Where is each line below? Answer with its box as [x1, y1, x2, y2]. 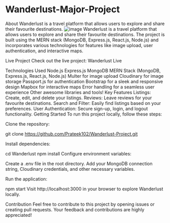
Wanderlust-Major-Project [5, 4, 120, 15]
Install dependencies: [5, 141, 51, 147]
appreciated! [5, 212, 32, 218]
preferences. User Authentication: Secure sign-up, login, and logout [5, 105, 148, 111]
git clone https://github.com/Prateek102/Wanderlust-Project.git [5, 130, 138, 137]
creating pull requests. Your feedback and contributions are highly [5, 206, 144, 213]
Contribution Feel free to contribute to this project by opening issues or [5, 201, 155, 207]
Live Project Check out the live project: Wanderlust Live [5, 57, 122, 63]
